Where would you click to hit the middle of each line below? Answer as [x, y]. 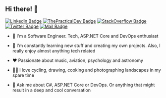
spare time [23, 75]
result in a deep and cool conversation [51, 90]
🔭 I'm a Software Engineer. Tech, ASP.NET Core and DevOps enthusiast [85, 36]
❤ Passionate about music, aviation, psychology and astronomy [78, 60]
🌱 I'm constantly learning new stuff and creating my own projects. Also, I [86, 46]
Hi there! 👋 [22, 9]
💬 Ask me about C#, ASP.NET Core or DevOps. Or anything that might [83, 85]
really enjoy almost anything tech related [54, 50]
